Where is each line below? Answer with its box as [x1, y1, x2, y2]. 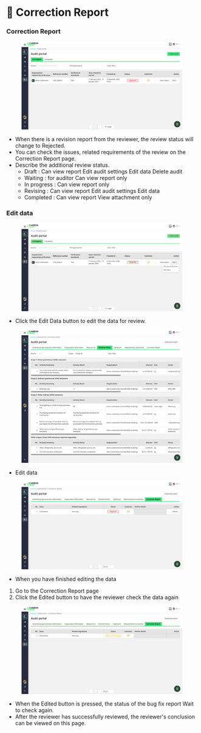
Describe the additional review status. [15, 161, 110, 169]
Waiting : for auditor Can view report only [24, 175, 128, 182]
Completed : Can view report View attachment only [24, 194, 152, 201]
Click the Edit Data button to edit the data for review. [15, 318, 146, 325]
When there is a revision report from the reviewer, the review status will [15, 136, 194, 143]
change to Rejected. [15, 142, 66, 150]
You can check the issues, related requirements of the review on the [15, 148, 186, 156]
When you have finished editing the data [15, 575, 117, 583]
